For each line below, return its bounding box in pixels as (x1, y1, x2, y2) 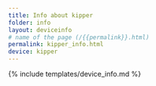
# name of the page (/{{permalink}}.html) (8, 33, 150, 41)
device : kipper (8, 48, 58, 56)
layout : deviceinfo (8, 26, 72, 34)
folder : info (8, 19, 51, 27)
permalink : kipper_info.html (8, 41, 104, 48)
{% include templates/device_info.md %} (8, 70, 142, 78)
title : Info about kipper (8, 11, 93, 20)
